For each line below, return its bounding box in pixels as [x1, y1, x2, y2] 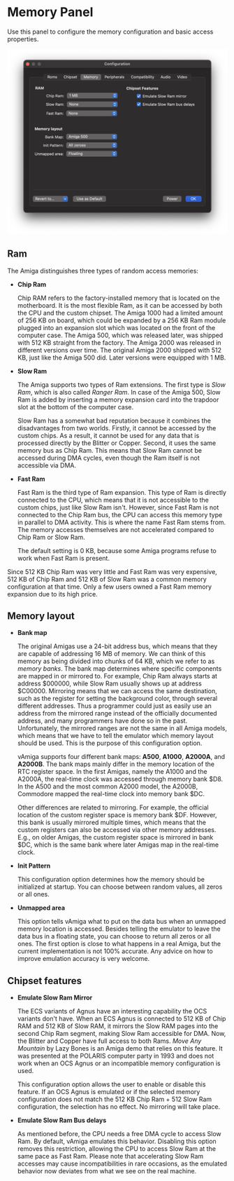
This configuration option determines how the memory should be [17, 875, 205, 884]
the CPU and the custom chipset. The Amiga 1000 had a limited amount [17, 308, 224, 317]
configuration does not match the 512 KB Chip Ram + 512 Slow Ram [17, 1095, 212, 1104]
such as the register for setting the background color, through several [17, 695, 218, 703]
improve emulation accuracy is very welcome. [17, 955, 150, 963]
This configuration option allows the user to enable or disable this [17, 1080, 206, 1088]
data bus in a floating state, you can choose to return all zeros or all [17, 932, 212, 941]
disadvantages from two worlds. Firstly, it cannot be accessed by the [17, 423, 217, 432]
